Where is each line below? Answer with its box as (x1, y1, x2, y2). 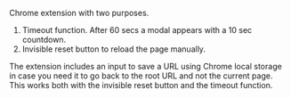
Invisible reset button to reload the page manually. (21, 44, 206, 54)
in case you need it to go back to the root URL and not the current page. (9, 70, 273, 81)
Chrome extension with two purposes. (9, 8, 150, 18)
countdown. (21, 35, 67, 45)
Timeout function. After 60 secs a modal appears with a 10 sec (21, 25, 253, 35)
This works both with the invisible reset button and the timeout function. (9, 80, 273, 90)
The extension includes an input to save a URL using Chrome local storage (9, 61, 282, 71)
